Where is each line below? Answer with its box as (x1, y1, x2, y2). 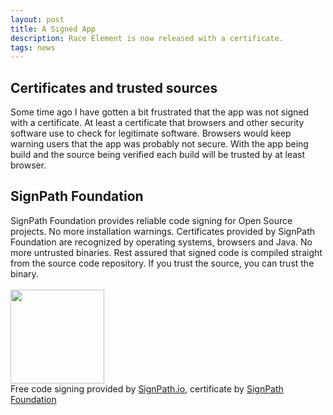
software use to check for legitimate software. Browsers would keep (10, 127, 292, 140)
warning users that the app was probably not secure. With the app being (10, 138, 309, 150)
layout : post (10, 14, 65, 25)
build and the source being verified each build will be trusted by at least (10, 149, 306, 161)
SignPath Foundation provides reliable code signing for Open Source (10, 214, 293, 226)
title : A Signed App (10, 24, 97, 34)
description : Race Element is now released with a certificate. (10, 33, 284, 43)
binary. (10, 267, 39, 280)
